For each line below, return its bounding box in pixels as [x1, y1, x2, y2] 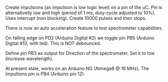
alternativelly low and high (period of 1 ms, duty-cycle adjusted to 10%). [5, 10, 156, 16]
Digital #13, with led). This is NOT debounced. [5, 40, 101, 46]
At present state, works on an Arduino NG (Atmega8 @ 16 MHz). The [5, 66, 149, 71]
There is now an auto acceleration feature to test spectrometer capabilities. [5, 25, 163, 31]
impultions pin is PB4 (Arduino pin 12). [5, 71, 86, 77]
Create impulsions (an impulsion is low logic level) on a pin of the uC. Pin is [5, 5, 162, 10]
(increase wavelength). [5, 56, 53, 62]
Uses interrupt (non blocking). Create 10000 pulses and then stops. [5, 15, 147, 21]
